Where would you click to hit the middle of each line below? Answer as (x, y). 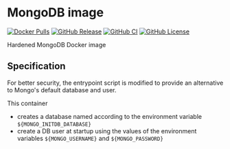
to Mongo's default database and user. (62, 90)
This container (27, 103)
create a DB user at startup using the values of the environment (107, 131)
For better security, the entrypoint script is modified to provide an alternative (115, 83)
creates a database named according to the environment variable (110, 116)
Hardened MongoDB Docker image (57, 44)
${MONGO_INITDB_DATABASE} (54, 124)
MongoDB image (56, 13)
